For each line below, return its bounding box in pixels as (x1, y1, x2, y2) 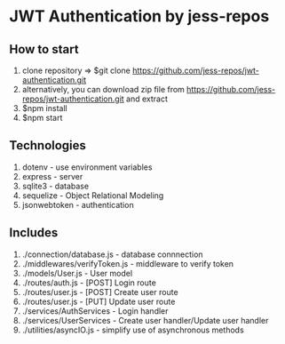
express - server (21, 171, 83, 181)
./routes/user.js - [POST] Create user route (21, 286, 179, 297)
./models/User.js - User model (21, 268, 133, 278)
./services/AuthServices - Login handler (21, 305, 169, 316)
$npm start (21, 113, 63, 123)
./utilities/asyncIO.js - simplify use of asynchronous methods (21, 324, 244, 335)
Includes (9, 225, 59, 241)
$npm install (21, 103, 68, 113)
